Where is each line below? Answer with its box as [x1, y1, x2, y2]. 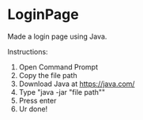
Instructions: [7, 47, 48, 56]
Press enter [18, 96, 57, 105]
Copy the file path [18, 70, 77, 80]
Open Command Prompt [18, 62, 99, 72]
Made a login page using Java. [7, 32, 107, 41]
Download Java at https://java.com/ [18, 79, 135, 88]
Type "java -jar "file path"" [18, 87, 106, 96]
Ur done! [18, 104, 48, 114]
